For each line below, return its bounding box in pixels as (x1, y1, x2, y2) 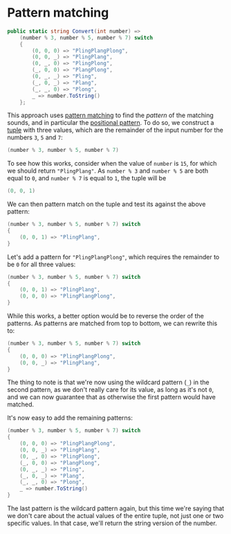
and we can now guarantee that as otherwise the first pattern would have (7, 393, 216, 402)
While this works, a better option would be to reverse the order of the (7, 312, 204, 320)
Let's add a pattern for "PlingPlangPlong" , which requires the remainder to (7, 252, 220, 261)
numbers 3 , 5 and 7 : (7, 133, 64, 141)
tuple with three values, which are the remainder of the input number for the (7, 126, 223, 135)
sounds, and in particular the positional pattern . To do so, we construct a (7, 119, 214, 127)
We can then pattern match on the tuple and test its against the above (7, 200, 206, 209)
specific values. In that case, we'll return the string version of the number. (7, 519, 217, 528)
